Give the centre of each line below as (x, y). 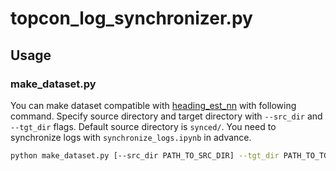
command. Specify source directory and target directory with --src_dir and (166, 116)
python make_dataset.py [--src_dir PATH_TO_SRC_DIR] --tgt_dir (145, 155)
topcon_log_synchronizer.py (131, 18)
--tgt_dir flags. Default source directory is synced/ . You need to (143, 126)
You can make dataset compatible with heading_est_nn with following (153, 105)
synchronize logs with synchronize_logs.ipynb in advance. (131, 137)
